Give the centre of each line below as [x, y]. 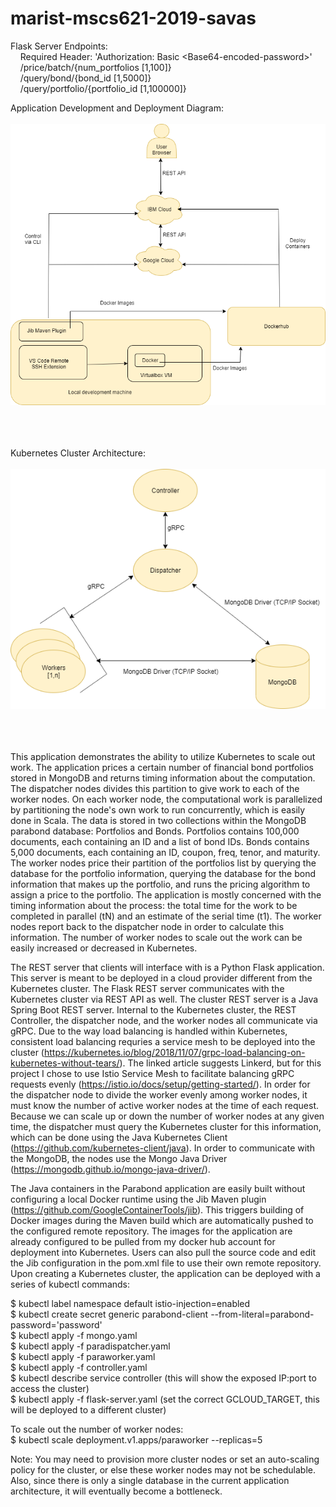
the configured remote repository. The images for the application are [151, 1231]
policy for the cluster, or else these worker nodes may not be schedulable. [163, 1470]
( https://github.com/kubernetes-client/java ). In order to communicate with [162, 1148]
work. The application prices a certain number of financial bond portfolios [162, 768]
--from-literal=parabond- [262, 1314]
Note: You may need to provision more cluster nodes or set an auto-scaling [165, 1459]
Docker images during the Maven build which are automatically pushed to [162, 1221]
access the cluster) [50, 1389]
